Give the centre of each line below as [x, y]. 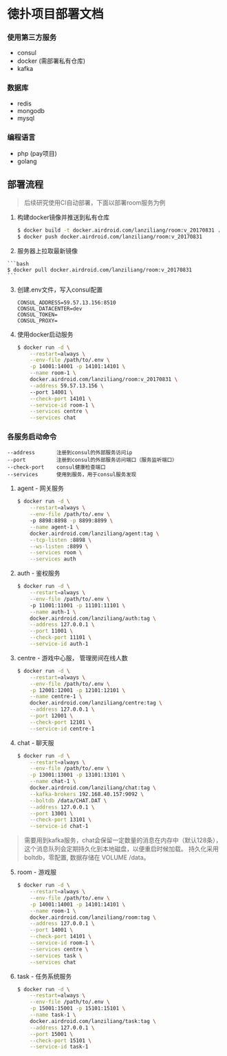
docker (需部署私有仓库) [51, 61]
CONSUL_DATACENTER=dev [50, 308]
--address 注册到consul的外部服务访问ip [70, 453]
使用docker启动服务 [45, 334]
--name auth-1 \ [53, 612]
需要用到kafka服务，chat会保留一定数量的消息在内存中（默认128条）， [123, 840]
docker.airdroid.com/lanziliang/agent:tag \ [95, 534]
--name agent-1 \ [54, 527]
